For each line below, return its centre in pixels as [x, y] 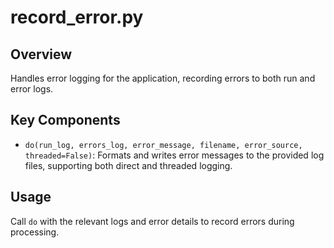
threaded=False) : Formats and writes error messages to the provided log [174, 155]
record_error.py [77, 17]
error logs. [32, 89]
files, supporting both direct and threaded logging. [128, 165]
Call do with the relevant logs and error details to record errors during [152, 221]
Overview [41, 54]
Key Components [65, 120]
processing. [35, 232]
